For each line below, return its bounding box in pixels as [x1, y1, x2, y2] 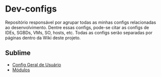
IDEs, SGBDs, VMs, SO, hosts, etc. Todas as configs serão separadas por [5, 30, 153, 35]
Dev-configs [5, 3, 57, 15]
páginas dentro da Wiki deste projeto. [5, 35, 81, 41]
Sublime [5, 49, 31, 57]
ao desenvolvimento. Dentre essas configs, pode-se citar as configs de [5, 24, 149, 30]
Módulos [12, 67, 30, 73]
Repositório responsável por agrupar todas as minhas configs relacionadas [5, 19, 157, 25]
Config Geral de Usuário [12, 62, 61, 67]
